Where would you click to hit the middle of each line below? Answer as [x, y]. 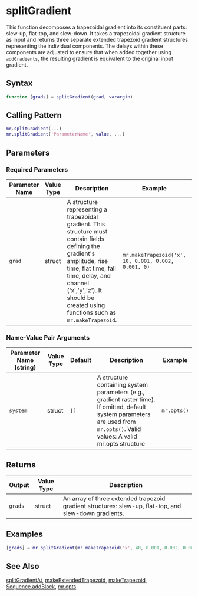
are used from [116, 422]
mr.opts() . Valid [119, 429]
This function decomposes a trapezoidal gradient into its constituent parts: [97, 27]
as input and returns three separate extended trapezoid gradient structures [97, 39]
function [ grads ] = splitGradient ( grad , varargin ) [70, 97]
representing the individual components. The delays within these [85, 46]
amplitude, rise [87, 261]
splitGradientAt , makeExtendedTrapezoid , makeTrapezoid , [77, 580]
